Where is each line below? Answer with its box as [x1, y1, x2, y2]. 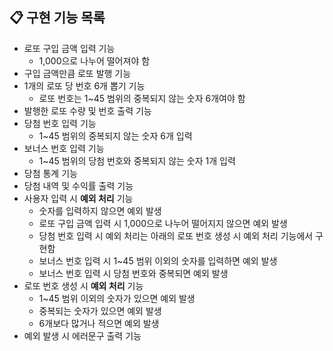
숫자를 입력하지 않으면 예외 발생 [38, 204, 162, 217]
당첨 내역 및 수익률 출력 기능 [23, 179, 134, 192]
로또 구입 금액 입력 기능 [23, 42, 116, 54]
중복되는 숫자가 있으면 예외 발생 [38, 304, 162, 317]
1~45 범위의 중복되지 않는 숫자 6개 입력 [38, 129, 193, 142]
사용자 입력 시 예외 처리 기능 [23, 192, 134, 204]
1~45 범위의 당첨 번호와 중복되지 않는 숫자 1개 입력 [38, 154, 236, 167]
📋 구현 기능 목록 [9, 9, 106, 27]
